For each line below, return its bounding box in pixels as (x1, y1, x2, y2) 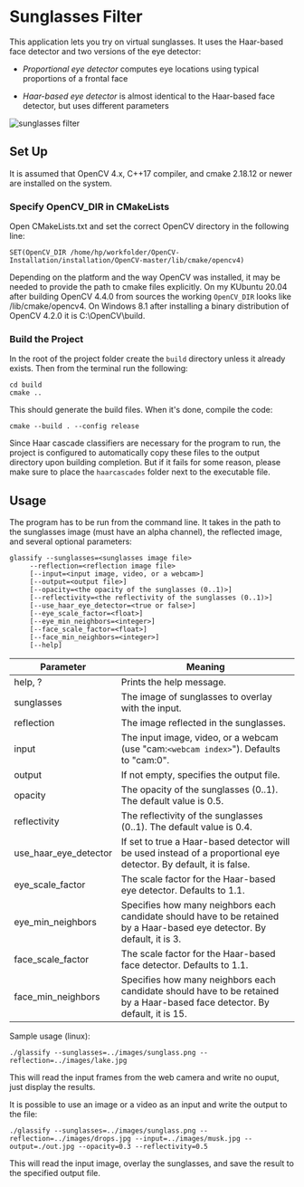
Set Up (9, 144, 48, 159)
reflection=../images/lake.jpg (9, 1057, 128, 1066)
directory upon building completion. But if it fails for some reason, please (9, 457, 281, 468)
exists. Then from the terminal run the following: (9, 363, 188, 374)
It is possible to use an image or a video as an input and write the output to (9, 1099, 288, 1110)
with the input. (120, 702, 182, 714)
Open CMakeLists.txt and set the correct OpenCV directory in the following (9, 221, 290, 232)
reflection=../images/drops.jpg (9, 1134, 131, 1144)
